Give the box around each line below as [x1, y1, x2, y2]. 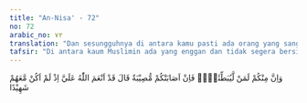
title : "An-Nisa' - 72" [9, 13, 101, 23]
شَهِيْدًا [9, 82, 29, 93]
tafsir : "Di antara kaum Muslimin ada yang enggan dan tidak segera [9, 47, 276, 57]
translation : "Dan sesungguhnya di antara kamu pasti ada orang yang [9, 38, 281, 48]
